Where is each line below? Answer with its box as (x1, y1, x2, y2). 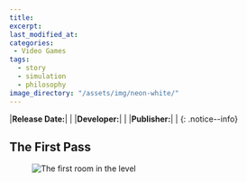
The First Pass (9, 139, 92, 154)
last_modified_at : (9, 30, 78, 39)
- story (17, 64, 47, 73)
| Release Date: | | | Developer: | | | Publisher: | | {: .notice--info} (9, 114, 239, 124)
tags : (9, 55, 30, 64)
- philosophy (17, 80, 67, 89)
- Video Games (13, 47, 67, 56)
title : (9, 13, 34, 23)
